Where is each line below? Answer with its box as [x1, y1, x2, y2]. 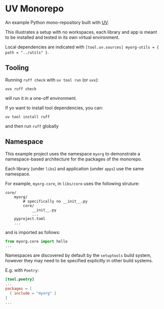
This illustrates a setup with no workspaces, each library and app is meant [5, 29, 158, 35]
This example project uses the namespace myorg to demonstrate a [5, 151, 141, 156]
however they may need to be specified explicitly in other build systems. [5, 258, 153, 264]
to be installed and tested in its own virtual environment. [5, 34, 120, 40]
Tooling [5, 64, 29, 72]
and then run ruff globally [5, 123, 59, 129]
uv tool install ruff [5, 114, 50, 119]
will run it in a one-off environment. [5, 95, 77, 101]
